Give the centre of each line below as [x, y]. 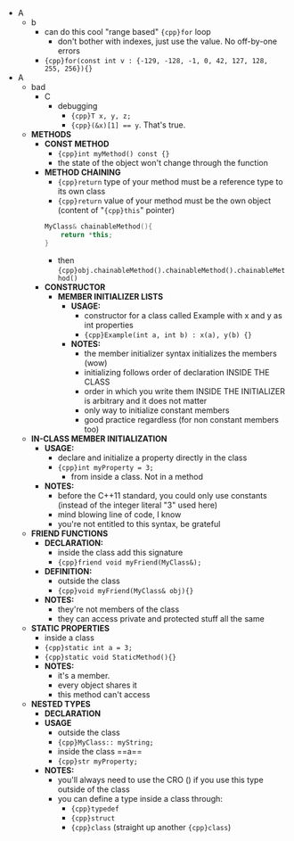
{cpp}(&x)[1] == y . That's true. [128, 125]
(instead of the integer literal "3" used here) [138, 505]
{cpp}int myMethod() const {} [114, 154]
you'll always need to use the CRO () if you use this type [161, 779]
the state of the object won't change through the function [163, 163]
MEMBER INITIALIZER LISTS [110, 296]
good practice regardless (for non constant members [181, 419]
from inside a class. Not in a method [137, 476]
